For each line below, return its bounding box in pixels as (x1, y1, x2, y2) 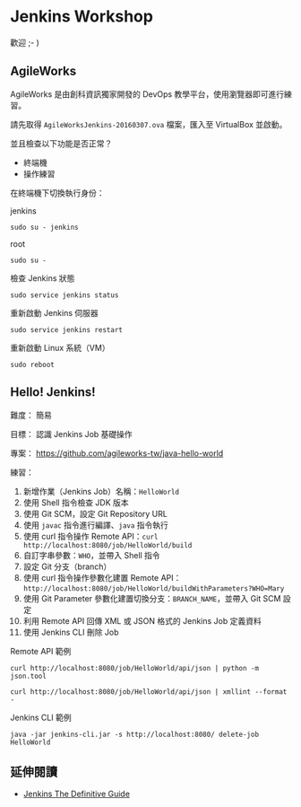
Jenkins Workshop (10, 6, 153, 27)
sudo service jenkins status (10, 290, 119, 300)
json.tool (10, 671, 47, 680)
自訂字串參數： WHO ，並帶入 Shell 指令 (22, 549, 160, 560)
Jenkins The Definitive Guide (22, 788, 131, 800)
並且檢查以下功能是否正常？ (10, 137, 113, 149)
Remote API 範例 (10, 645, 72, 656)
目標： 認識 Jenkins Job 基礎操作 (10, 428, 133, 439)
